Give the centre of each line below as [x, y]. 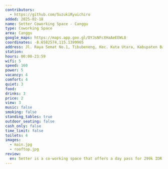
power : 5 [14, 70]
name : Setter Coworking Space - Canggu [47, 24]
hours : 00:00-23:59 [25, 56]
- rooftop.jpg [24, 149]
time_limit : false [24, 130]
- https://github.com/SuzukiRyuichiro [50, 14]
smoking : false [21, 112]
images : [13, 140]
